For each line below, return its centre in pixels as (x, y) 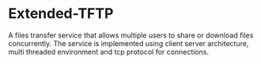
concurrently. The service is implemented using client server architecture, (129, 43)
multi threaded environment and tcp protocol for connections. (109, 52)
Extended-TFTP (61, 14)
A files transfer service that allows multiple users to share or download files (131, 35)
